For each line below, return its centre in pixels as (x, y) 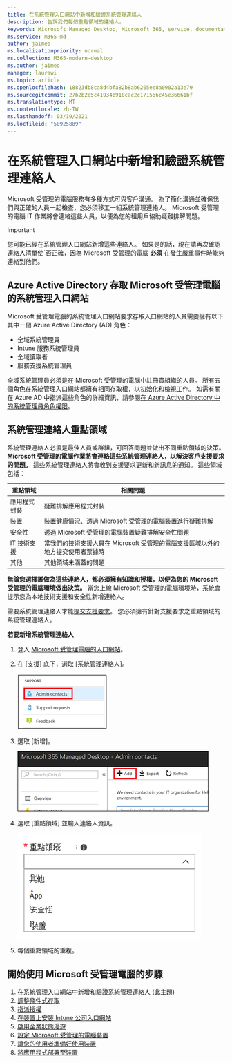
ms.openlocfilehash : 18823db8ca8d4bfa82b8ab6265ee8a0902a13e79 (100, 87)
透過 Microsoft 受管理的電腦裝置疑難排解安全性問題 (117, 532)
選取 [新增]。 (35, 741)
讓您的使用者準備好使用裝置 (57, 1044)
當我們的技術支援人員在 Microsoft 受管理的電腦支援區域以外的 (132, 543)
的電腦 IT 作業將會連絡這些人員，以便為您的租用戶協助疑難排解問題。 (105, 216)
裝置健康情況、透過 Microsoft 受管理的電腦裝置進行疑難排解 (129, 521)
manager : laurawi (32, 73)
